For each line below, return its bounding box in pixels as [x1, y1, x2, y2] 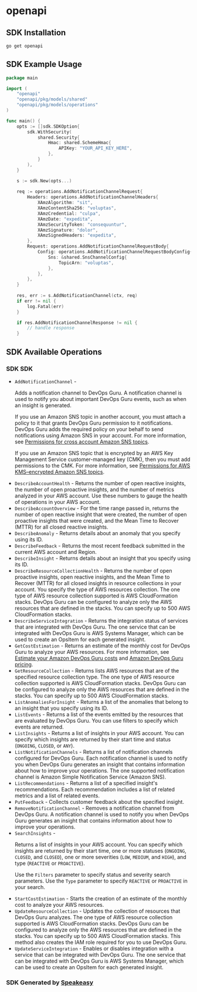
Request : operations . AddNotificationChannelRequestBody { [27, 243, 169, 249]
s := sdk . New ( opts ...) [16, 178, 72, 183]
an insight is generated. [14, 402, 72, 409]
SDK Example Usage [6, 59, 82, 69]
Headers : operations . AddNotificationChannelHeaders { [27, 194, 159, 201]
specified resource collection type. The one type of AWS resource [14, 673, 175, 680]
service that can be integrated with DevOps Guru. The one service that [14, 951, 186, 958]
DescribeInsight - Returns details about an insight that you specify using [14, 555, 191, 562]
